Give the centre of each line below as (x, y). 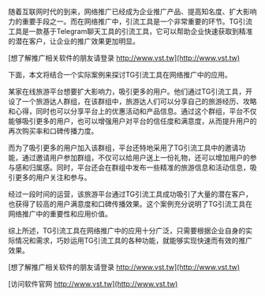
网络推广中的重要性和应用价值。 (60, 214)
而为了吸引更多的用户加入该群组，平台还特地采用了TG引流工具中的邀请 (123, 148)
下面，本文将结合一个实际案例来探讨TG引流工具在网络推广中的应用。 (120, 75)
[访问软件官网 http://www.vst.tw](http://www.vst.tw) (93, 284)
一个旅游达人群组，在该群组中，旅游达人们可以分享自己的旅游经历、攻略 (139, 101)
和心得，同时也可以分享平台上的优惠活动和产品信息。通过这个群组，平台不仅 (132, 111)
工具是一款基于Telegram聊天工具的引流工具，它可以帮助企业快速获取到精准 (131, 31)
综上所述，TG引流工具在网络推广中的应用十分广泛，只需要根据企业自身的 (127, 230)
